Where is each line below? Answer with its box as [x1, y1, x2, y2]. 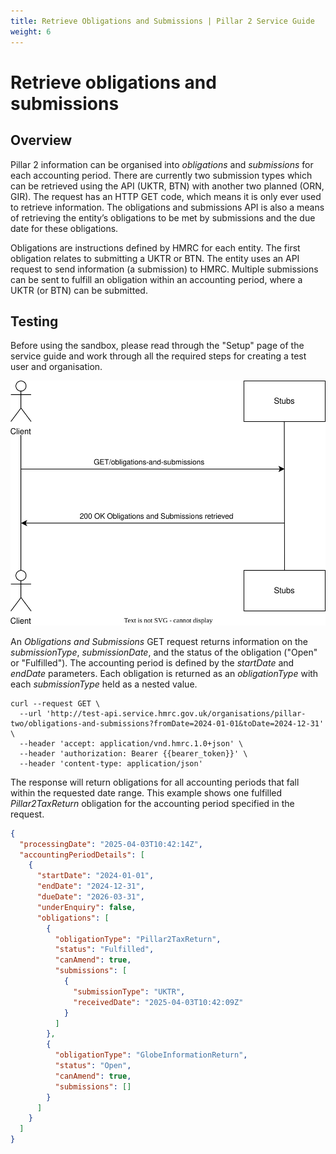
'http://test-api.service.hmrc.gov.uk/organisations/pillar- [46, 708, 307, 719]
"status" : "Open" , [54, 1061, 132, 1071]
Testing [10, 313, 59, 330]
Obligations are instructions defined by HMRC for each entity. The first [10, 241, 301, 254]
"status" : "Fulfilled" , [54, 945, 155, 955]
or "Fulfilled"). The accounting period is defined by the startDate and [10, 656, 295, 669]
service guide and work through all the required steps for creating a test [10, 350, 307, 362]
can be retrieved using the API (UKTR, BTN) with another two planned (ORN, [10, 180, 325, 192]
